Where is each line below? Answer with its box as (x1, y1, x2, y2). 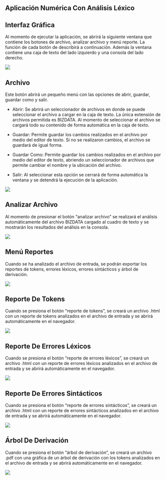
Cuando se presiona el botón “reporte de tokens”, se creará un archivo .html (5, 308, 160, 314)
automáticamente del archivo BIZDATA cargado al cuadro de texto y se (5, 219, 149, 225)
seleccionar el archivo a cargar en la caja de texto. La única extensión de (12, 112, 161, 118)
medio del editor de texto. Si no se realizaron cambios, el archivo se (12, 137, 151, 143)
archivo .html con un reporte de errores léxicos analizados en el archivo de (5, 360, 158, 366)
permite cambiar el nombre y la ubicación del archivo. (12, 162, 122, 168)
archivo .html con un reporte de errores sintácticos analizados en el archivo (5, 407, 159, 414)
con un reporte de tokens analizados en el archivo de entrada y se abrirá (5, 313, 153, 319)
